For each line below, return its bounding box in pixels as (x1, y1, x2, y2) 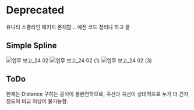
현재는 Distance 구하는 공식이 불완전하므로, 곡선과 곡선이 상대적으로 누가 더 (6, 90, 178, 97)
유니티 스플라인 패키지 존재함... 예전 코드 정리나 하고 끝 (6, 23, 130, 30)
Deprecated (6, 3, 65, 17)
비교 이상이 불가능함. (21, 97, 69, 105)
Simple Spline (6, 41, 57, 51)
